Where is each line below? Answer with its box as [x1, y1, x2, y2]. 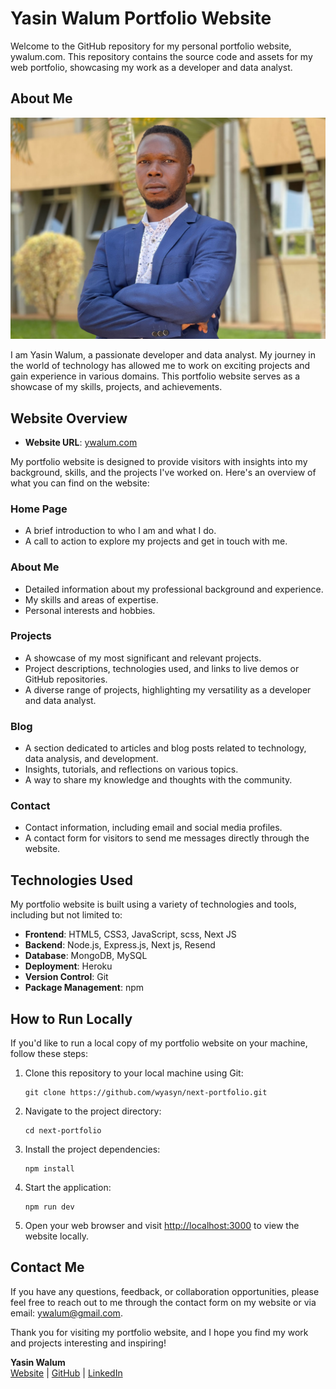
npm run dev [24, 1202, 75, 1212]
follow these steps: [10, 1048, 88, 1060]
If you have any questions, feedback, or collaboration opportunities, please [10, 1285, 320, 1297]
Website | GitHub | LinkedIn [10, 1367, 123, 1379]
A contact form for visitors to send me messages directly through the [24, 832, 310, 844]
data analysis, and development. [24, 753, 159, 765]
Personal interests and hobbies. [24, 604, 156, 616]
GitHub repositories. [24, 673, 108, 685]
